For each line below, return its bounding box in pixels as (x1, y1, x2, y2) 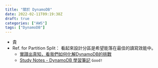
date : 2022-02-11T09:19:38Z (5, 12, 63, 17)
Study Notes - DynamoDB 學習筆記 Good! (19, 57, 103, 63)
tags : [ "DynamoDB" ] (5, 25, 45, 30)
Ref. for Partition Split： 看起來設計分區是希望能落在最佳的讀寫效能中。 (12, 45, 156, 51)
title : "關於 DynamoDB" (5, 7, 53, 12)
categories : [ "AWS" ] (5, 20, 48, 26)
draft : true (5, 16, 30, 21)
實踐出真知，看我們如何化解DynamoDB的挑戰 (19, 51, 112, 57)
